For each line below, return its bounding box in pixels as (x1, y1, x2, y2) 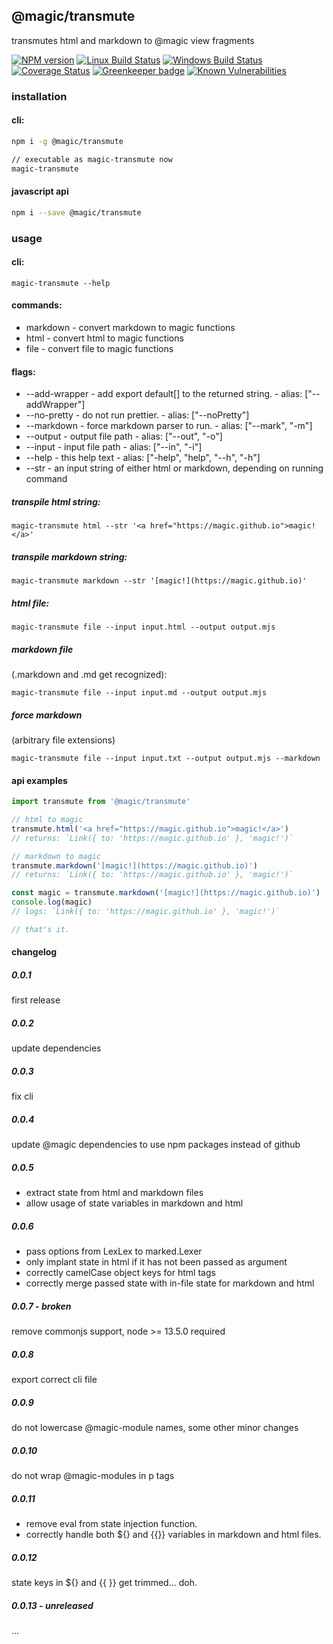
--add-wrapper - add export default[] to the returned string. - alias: (25, 388, 303, 400)
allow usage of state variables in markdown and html (25, 1197, 244, 1209)
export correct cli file (11, 1374, 98, 1386)
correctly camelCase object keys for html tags (25, 1267, 216, 1279)
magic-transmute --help (11, 278, 111, 288)
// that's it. (11, 924, 71, 934)
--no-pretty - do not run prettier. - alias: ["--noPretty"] (25, 409, 250, 421)
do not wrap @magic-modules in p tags (11, 1470, 175, 1482)
